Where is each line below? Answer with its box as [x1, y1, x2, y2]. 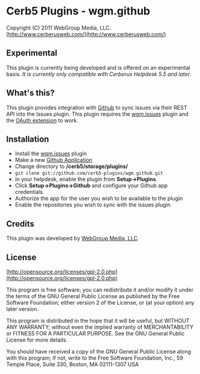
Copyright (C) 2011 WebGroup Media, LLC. [6, 24, 111, 31]
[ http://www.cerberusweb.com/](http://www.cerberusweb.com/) [6, 30, 166, 37]
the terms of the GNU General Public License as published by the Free [6, 293, 180, 299]
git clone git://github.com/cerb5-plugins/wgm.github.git [14, 170, 163, 176]
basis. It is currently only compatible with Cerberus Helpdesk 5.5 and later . [6, 70, 192, 78]
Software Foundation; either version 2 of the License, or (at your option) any [6, 299, 195, 306]
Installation [6, 134, 49, 144]
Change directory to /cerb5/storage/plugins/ [14, 163, 128, 170]
